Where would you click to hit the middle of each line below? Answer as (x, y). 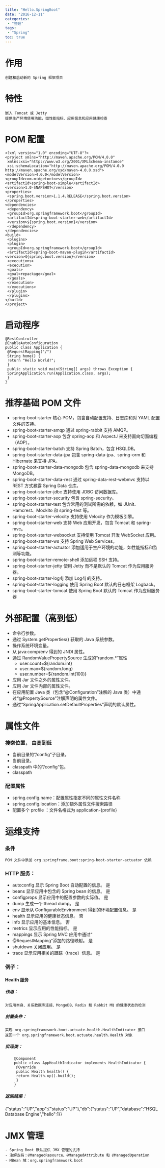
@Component (25, 1059)
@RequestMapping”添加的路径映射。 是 (53, 941)
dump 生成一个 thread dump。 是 (46, 904)
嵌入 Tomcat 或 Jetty (26, 113)
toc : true (15, 38)
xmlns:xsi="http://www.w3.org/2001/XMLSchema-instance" (66, 161)
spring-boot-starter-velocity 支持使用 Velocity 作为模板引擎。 (74, 516)
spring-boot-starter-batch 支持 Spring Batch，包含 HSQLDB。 (75, 448)
